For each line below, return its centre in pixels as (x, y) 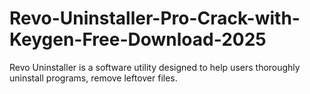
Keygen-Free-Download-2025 (138, 39)
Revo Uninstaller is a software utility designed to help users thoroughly (155, 67)
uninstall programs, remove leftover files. (93, 78)
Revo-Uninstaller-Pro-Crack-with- (155, 18)
